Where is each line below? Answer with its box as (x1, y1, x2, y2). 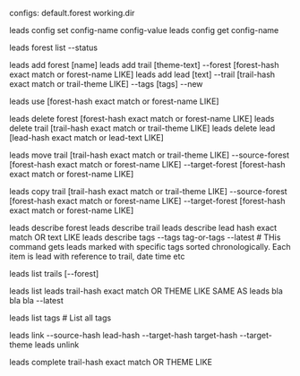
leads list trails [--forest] (9, 269, 99, 278)
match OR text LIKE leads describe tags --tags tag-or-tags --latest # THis (9, 232, 281, 243)
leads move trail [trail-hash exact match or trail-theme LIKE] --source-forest (9, 150, 289, 160)
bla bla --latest (9, 295, 64, 305)
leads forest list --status (9, 42, 99, 53)
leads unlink (34, 339, 80, 350)
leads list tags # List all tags (9, 312, 112, 323)
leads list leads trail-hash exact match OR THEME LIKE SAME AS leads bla (9, 286, 284, 296)
